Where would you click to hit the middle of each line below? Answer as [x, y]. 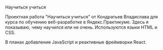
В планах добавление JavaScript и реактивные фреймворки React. [76, 42]
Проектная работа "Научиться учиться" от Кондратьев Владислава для [81, 17]
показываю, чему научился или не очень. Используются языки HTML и [81, 27]
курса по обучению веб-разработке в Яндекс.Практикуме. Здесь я [77, 22]
